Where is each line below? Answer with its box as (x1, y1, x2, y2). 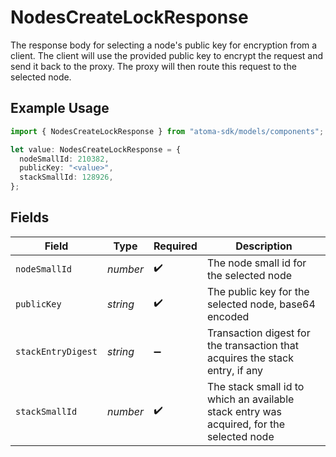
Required (153, 239, 198, 253)
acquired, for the (206, 417, 286, 431)
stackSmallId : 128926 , (19, 172, 114, 183)
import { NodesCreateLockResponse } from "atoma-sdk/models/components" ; (10, 126, 325, 136)
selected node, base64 (206, 297, 316, 311)
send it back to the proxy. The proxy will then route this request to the (10, 60, 297, 72)
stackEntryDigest (15, 346, 98, 357)
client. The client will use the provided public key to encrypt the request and (10, 49, 324, 61)
